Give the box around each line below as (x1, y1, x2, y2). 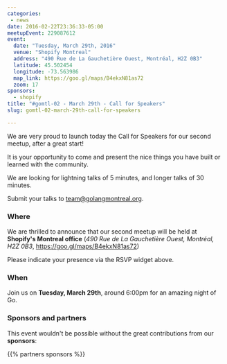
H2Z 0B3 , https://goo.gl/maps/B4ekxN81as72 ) (7, 242, 140, 250)
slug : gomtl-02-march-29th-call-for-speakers (7, 107, 140, 114)
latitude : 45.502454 (13, 62, 73, 69)
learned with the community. (7, 160, 89, 168)
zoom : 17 (13, 81, 39, 88)
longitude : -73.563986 (13, 68, 79, 75)
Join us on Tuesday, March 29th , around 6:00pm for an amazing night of (7, 288, 217, 297)
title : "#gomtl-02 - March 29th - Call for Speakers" (7, 101, 166, 107)
